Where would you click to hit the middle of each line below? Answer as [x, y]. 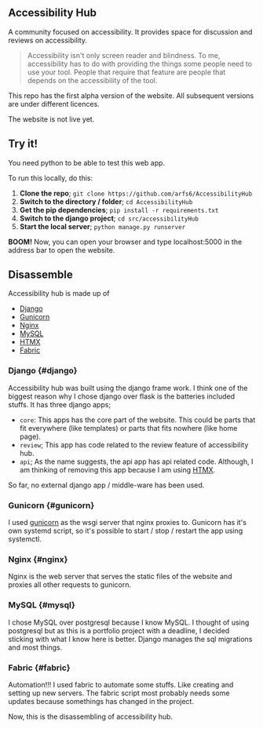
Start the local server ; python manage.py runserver [102, 226]
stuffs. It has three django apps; [60, 404]
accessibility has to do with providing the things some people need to [140, 64]
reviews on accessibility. [48, 40]
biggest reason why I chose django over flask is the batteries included [122, 396]
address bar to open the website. [62, 250]
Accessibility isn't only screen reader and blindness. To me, [124, 55]
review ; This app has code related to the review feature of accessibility [134, 445]
